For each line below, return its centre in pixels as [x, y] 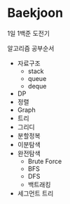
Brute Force [45, 161]
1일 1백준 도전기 [29, 33]
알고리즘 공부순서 [31, 48]
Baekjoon [35, 13]
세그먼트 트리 [35, 193]
